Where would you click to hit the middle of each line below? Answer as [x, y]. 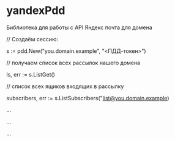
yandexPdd [36, 11]
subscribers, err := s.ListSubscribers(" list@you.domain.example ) [88, 98]
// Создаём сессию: [32, 39]
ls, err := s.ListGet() [31, 74]
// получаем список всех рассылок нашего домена [73, 63]
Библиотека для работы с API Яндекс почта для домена [79, 27]
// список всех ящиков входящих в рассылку [65, 86]
